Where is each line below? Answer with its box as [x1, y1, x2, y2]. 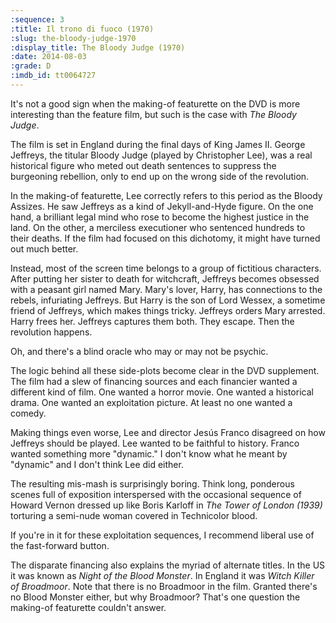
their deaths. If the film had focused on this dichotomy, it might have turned [10, 232, 321, 244]
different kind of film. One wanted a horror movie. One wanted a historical [10, 386, 314, 398]
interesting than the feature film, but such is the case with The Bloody [10, 108, 297, 120]
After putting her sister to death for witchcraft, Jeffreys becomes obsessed [10, 272, 320, 285]
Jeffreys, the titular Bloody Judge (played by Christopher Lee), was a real [10, 149, 313, 161]
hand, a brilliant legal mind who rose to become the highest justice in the [10, 211, 310, 223]
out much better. [10, 242, 79, 255]
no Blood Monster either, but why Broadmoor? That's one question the [10, 591, 301, 603]
